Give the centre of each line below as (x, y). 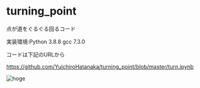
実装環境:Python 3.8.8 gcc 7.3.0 (46, 41)
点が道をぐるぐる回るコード (41, 29)
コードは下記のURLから (36, 54)
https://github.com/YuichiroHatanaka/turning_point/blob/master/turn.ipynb (100, 66)
